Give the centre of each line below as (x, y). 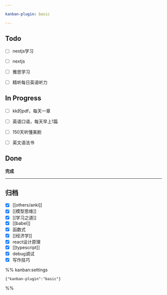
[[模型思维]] (24, 211)
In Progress (23, 98)
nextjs (19, 61)
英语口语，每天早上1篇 (35, 121)
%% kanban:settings (27, 270)
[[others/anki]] (27, 205)
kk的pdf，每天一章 (31, 111)
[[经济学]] (22, 235)
